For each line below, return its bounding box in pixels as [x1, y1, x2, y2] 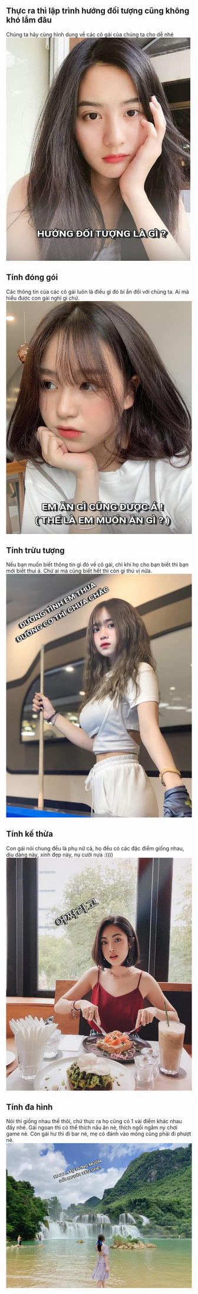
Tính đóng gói [6, 273, 58, 283]
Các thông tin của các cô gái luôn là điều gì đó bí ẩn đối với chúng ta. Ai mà [6, 288, 190, 295]
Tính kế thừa [6, 829, 53, 839]
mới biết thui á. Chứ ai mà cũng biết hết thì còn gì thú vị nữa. [6, 567, 152, 574]
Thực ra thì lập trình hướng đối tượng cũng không [6, 6, 190, 16]
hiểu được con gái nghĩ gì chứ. [6, 294, 80, 302]
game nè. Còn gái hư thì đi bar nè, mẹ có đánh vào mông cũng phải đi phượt [6, 1130, 192, 1137]
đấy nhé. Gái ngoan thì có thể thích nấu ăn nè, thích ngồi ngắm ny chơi [6, 1124, 178, 1131]
